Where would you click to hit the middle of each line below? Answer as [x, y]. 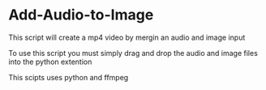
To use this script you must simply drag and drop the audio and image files [133, 53]
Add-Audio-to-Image [81, 15]
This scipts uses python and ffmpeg [69, 77]
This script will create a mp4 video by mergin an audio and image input [127, 37]
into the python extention [50, 62]
